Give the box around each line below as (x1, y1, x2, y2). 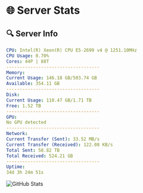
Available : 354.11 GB (6, 81, 60, 87)
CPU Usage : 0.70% (6, 53, 49, 59)
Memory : (6, 69, 26, 75)
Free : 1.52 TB (6, 103, 42, 109)
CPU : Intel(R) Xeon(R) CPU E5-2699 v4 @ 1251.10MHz (6, 47, 137, 53)
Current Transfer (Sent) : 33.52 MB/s (6, 136, 100, 142)
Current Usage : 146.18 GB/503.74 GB (6, 75, 97, 81)
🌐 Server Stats (6, 4, 80, 17)
